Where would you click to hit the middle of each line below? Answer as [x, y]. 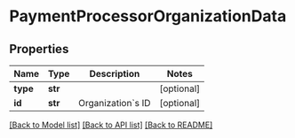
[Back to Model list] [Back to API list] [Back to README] [111, 125]
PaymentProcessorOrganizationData [148, 16]
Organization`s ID [115, 103]
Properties [39, 49]
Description [115, 74]
